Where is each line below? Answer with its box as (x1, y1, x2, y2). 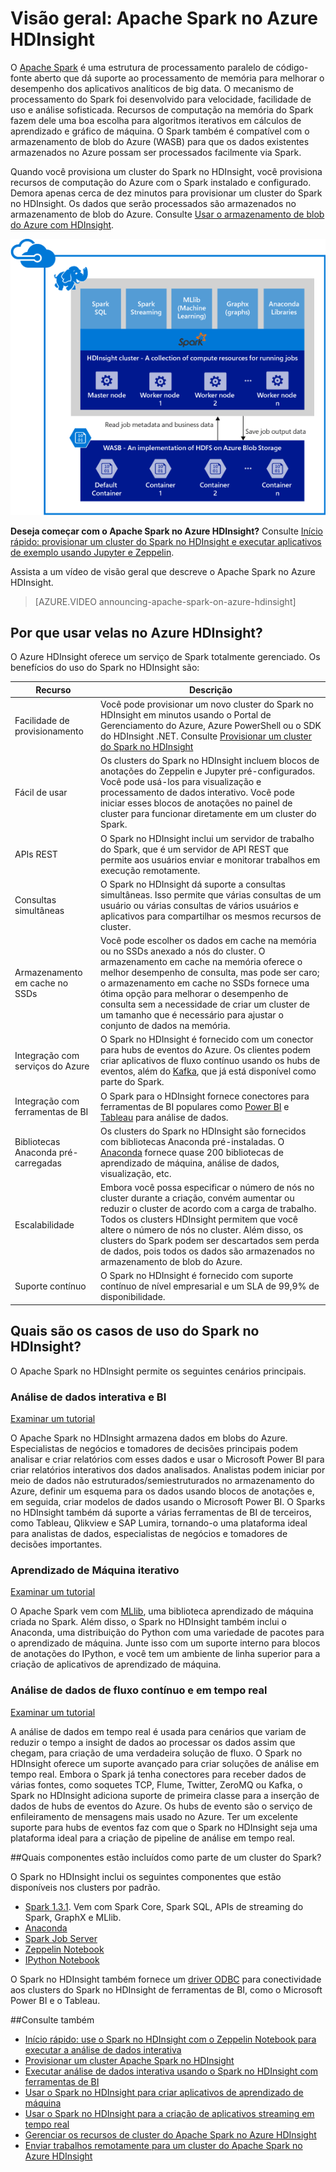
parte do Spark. (99, 1076, 165, 1088)
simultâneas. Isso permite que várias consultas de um (99, 888, 322, 901)
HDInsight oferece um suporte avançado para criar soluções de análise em (10, 1757, 320, 1769)
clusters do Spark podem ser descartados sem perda (99, 1235, 320, 1247)
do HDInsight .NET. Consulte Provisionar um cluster (99, 730, 312, 742)
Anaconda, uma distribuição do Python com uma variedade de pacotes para (10, 1627, 325, 1639)
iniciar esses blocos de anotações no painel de (99, 797, 293, 809)
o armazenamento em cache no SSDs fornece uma (99, 977, 310, 989)
